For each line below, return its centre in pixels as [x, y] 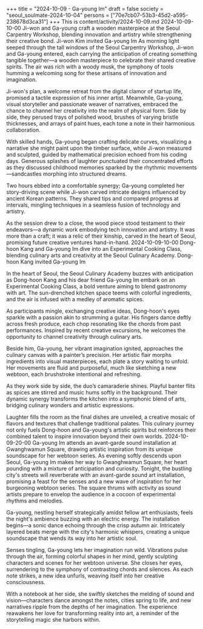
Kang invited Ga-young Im [53, 262]
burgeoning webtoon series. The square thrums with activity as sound [94, 488]
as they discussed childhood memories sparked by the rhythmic [86, 167]
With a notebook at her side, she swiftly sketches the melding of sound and [100, 594]
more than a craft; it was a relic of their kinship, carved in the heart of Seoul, [101, 236]
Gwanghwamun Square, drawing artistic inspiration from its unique [90, 449]
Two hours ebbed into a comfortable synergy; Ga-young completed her [95, 185]
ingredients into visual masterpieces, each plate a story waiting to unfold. [98, 361]
